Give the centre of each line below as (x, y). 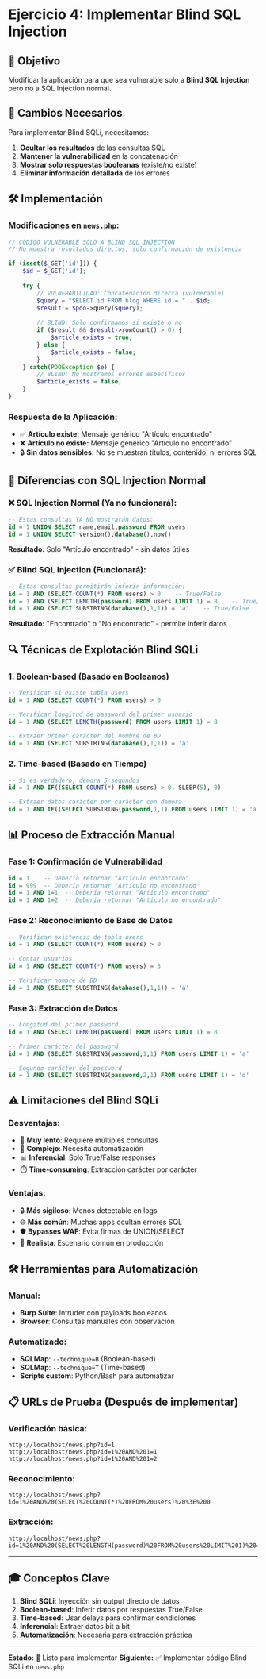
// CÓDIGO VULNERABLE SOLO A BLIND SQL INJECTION (92, 242)
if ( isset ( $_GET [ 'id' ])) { (53, 264)
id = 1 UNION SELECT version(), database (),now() (90, 534)
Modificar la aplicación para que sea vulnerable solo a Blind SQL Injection (129, 80)
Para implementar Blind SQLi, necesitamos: (78, 132)
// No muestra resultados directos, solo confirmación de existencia (125, 249)
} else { (51, 345)
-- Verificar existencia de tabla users (76, 937)
